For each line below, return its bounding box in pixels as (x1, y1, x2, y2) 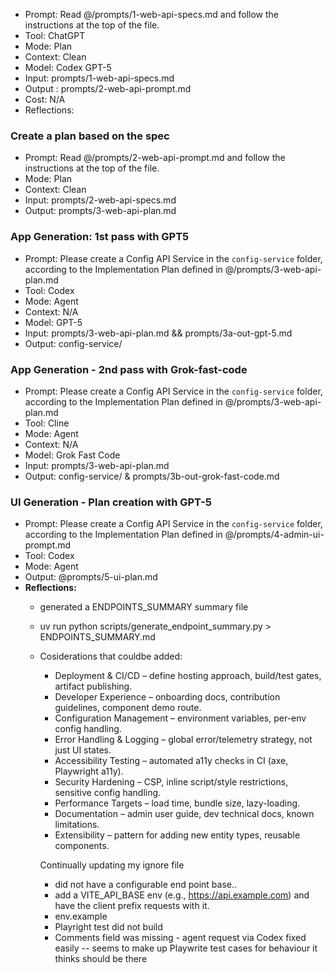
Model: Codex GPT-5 (24, 62, 112, 73)
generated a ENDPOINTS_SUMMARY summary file (39, 601, 249, 613)
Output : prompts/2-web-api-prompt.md (24, 83, 192, 94)
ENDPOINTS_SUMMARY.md (39, 631, 156, 643)
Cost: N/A (24, 94, 66, 105)
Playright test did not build (54, 921, 163, 933)
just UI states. (54, 744, 112, 756)
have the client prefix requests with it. (54, 900, 210, 912)
